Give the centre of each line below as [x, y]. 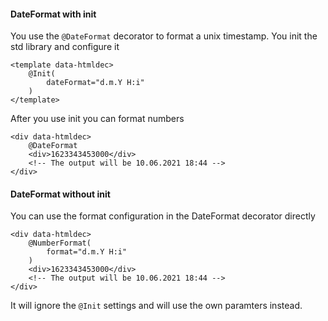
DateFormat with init [53, 14]
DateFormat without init [60, 194]
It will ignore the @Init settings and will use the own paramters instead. [156, 306]
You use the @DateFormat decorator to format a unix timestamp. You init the [164, 36]
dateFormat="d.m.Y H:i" [95, 83]
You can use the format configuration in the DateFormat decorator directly [163, 216]
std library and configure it [65, 47]
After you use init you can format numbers [97, 119]
